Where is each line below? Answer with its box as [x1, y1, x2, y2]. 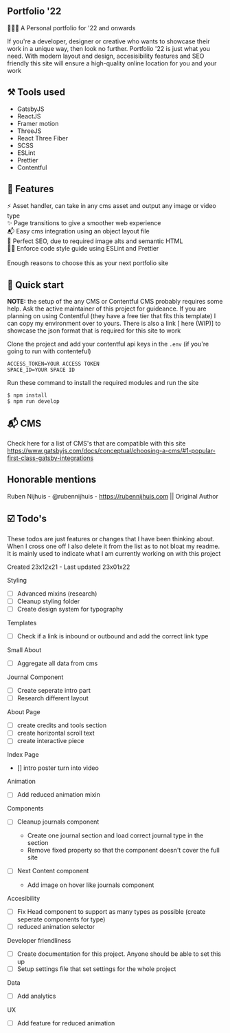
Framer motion [16, 119, 59, 127]
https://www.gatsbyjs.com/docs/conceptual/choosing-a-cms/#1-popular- [7, 447, 216, 455]
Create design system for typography [16, 605, 124, 613]
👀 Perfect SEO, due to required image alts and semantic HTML [7, 237, 183, 245]
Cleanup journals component [16, 817, 100, 826]
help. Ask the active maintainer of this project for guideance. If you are [7, 304, 207, 313]
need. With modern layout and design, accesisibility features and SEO [7, 52, 205, 60]
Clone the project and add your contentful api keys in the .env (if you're [7, 340, 209, 348]
